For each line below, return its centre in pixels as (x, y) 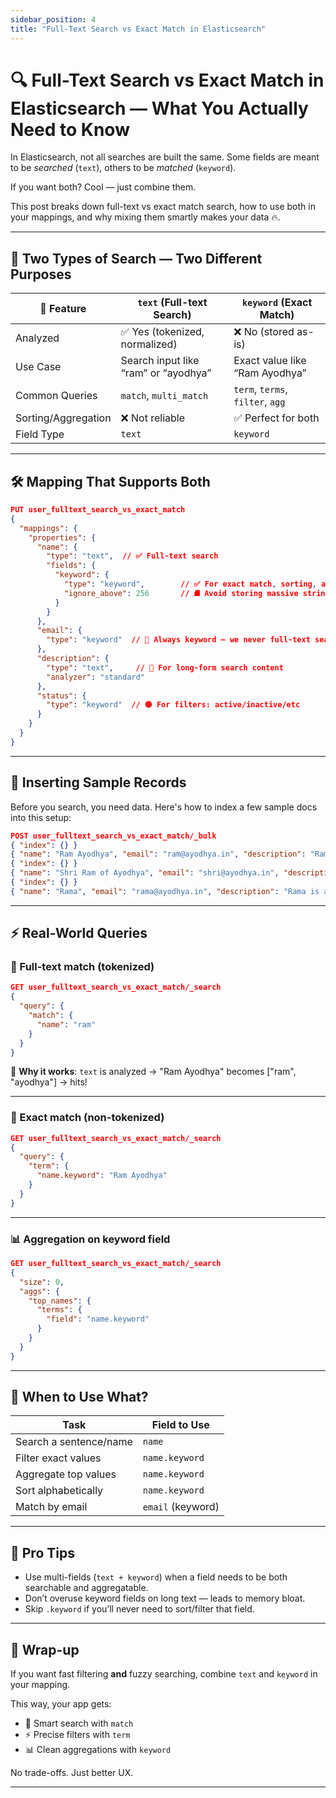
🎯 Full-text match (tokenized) (82, 967)
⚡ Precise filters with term (77, 1735)
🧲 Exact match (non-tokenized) (87, 1118)
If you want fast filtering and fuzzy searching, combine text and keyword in (164, 1674)
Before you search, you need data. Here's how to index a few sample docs (164, 807)
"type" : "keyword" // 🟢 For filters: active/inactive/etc (173, 705)
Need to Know (70, 129)
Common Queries (56, 396)
